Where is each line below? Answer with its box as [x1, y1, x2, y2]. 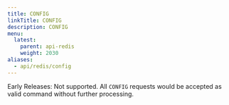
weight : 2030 [20, 50, 59, 57]
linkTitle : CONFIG [7, 17, 62, 24]
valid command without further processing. [7, 89, 134, 98]
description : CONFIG [7, 23, 69, 30]
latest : [14, 37, 37, 44]
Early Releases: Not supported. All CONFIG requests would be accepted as [7, 82, 222, 90]
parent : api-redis [20, 43, 75, 50]
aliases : [7, 56, 33, 63]
